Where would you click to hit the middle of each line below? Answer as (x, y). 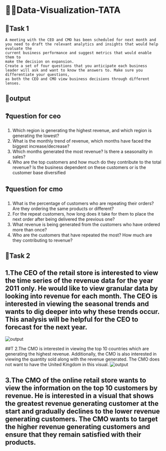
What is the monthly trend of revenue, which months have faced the (82, 141)
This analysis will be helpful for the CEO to (72, 319)
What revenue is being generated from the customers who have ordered (86, 225)
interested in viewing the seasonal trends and (77, 304)
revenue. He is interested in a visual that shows (80, 396)
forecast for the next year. (46, 327)
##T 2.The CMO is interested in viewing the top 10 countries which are (77, 349)
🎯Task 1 (17, 29)
